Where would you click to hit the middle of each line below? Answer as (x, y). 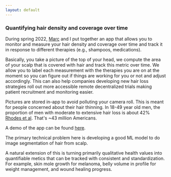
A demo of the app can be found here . (45, 128)
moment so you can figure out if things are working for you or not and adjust (86, 76)
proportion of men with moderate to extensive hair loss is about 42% (78, 112)
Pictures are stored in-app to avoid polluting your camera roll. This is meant (84, 102)
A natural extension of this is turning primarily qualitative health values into (84, 153)
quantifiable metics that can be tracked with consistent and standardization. (85, 158)
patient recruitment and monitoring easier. (50, 92)
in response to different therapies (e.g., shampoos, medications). (74, 49)
